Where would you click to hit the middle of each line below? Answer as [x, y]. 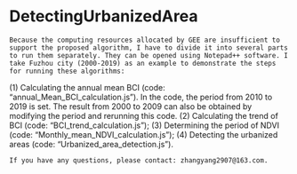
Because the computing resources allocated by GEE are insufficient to [144, 40]
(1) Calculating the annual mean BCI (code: [88, 87]
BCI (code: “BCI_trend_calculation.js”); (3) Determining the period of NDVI [144, 125]
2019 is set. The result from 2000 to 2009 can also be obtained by [131, 106]
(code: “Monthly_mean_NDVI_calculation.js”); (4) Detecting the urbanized [144, 134]
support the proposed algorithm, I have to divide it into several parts [149, 47]
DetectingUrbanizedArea [104, 16]
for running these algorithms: [67, 71]
